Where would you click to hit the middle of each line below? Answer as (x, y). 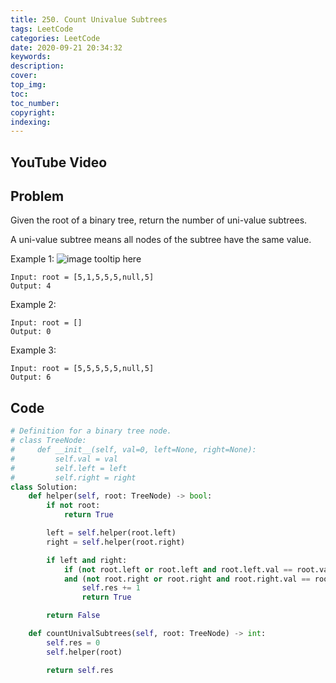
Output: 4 (31, 286)
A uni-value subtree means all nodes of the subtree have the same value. (161, 240)
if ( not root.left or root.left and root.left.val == (178, 569)
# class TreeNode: (48, 441)
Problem (37, 196)
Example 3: (33, 350)
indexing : (31, 122)
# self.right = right (73, 477)
